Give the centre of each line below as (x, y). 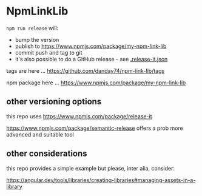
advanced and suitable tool (40, 134)
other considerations (47, 154)
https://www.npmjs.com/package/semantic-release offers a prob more (95, 128)
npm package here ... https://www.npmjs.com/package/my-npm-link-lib (96, 83)
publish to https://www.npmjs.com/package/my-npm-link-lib (91, 46)
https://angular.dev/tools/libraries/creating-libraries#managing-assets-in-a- (101, 180)
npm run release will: (32, 28)
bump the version (37, 39)
